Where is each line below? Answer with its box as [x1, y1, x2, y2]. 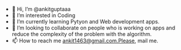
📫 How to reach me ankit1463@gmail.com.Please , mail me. [11, 37, 159, 44]
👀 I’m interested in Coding [11, 12, 76, 19]
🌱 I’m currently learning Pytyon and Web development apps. [11, 18, 160, 25]
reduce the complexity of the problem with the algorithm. [11, 31, 152, 38]
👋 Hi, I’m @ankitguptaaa [11, 6, 71, 12]
